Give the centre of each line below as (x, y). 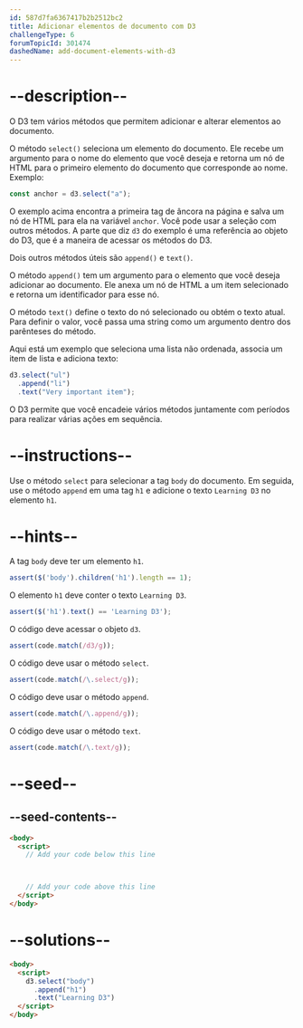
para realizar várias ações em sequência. (86, 418)
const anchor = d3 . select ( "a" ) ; (70, 194)
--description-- (69, 96)
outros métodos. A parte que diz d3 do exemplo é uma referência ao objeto (149, 230)
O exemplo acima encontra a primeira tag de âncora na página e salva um (147, 211)
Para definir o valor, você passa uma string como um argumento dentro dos (150, 322)
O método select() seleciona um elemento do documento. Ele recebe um (147, 149)
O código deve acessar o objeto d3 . (75, 629)
